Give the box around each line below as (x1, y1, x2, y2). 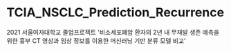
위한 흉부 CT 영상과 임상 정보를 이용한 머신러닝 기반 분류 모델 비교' (6, 36, 186, 45)
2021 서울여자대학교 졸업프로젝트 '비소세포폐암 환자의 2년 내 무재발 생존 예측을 (6, 28, 219, 36)
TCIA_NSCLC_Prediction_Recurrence (6, 5, 225, 20)
